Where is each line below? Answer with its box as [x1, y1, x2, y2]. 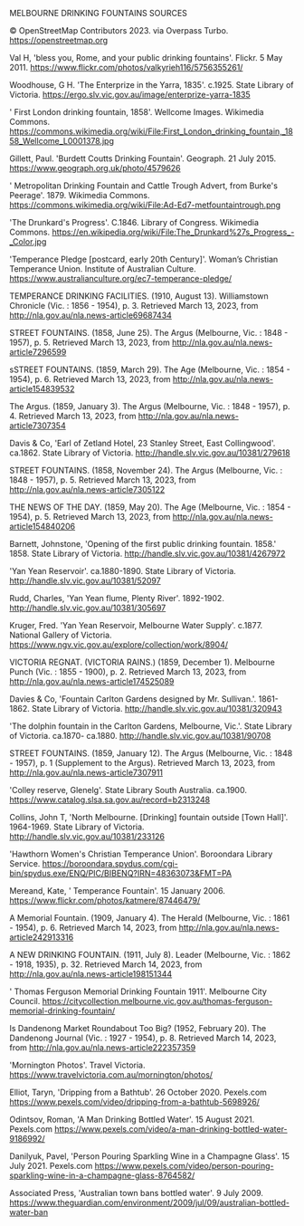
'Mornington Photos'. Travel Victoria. [9, 1059, 146, 1070]
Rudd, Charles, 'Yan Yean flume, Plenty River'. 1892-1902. [9, 593, 224, 603]
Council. [9, 996, 41, 1006]
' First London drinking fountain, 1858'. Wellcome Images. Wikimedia [9, 107, 264, 117]
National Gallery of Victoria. [9, 629, 112, 640]
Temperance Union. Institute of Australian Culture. [9, 263, 196, 274]
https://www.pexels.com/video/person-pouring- [94, 1161, 274, 1171]
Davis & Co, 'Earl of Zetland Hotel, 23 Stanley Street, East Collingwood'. [9, 438, 276, 448]
